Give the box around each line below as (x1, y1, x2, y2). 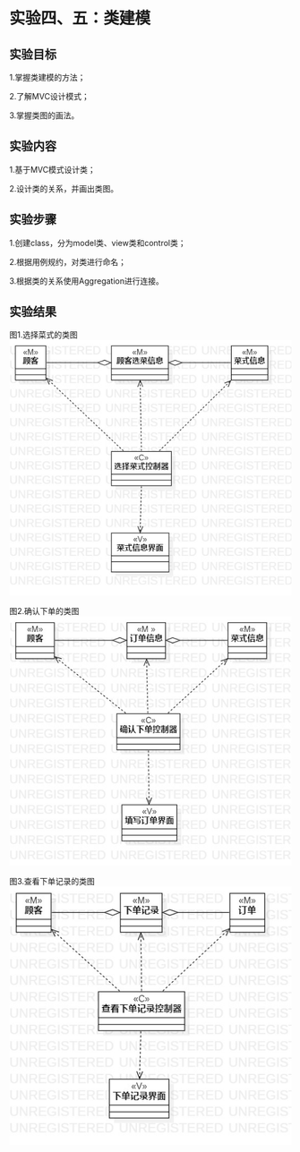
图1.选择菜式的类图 (9, 329, 78, 340)
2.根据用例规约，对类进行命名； (9, 256, 127, 267)
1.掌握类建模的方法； (9, 73, 86, 82)
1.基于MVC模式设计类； (9, 164, 96, 175)
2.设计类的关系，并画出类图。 (9, 183, 119, 193)
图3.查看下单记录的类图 (9, 875, 96, 886)
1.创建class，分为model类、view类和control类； (9, 237, 186, 248)
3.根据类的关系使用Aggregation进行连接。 (9, 275, 164, 286)
